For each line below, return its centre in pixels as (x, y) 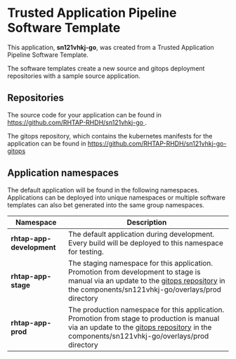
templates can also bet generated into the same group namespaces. (106, 204)
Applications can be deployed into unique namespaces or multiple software (117, 197)
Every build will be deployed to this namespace (145, 242)
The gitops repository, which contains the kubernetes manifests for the (110, 136)
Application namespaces (63, 173)
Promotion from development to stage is (134, 272)
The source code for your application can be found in (84, 115)
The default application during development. (141, 234)
